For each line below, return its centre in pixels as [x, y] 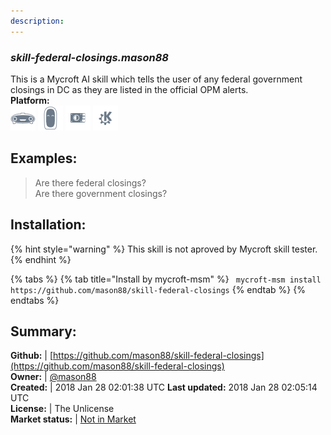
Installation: [48, 225]
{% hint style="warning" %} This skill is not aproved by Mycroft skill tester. [164, 249]
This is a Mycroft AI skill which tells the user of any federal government [156, 79]
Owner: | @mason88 [53, 377]
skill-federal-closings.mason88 [89, 57]
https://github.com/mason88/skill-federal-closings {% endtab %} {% [158, 289]
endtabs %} [35, 300]
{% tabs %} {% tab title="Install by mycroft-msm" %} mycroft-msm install [166, 279]
